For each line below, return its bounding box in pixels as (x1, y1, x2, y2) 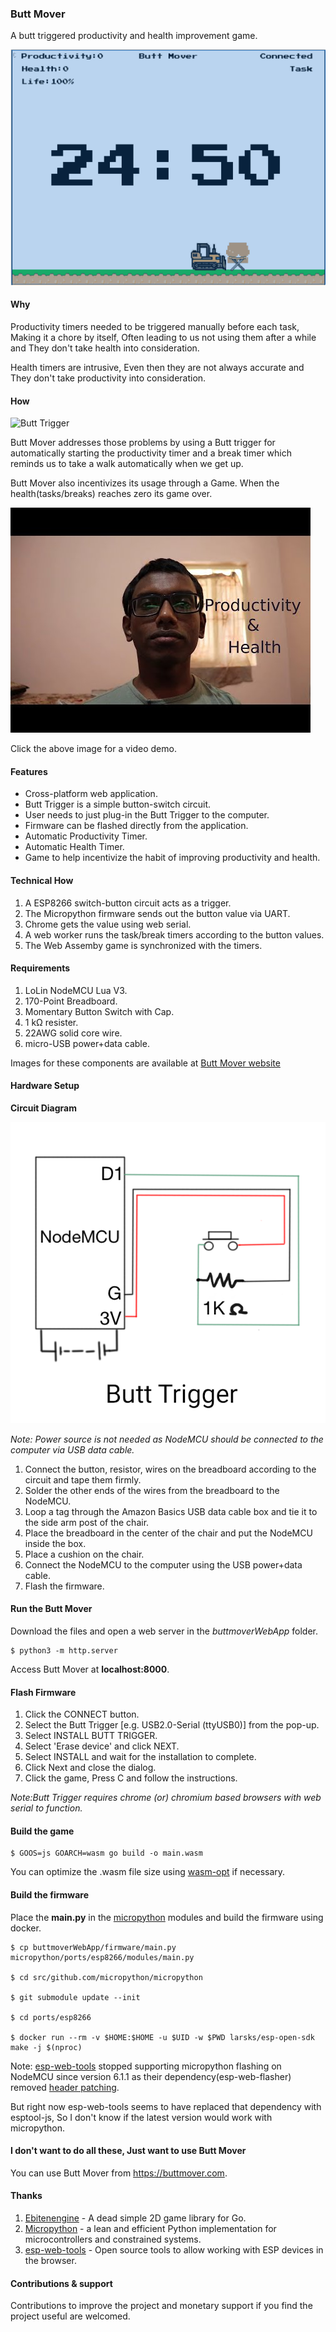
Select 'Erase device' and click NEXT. (24, 1740, 180, 1752)
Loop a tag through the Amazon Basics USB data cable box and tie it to (24, 1505, 318, 1517)
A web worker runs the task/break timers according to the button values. (24, 928, 325, 941)
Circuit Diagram (10, 1102, 77, 1114)
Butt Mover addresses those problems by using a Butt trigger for (10, 437, 276, 449)
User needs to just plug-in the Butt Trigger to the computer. (24, 809, 270, 821)
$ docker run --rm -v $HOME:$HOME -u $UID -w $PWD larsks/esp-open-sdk (10, 2032, 315, 2042)
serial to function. (10, 1802, 83, 1814)
